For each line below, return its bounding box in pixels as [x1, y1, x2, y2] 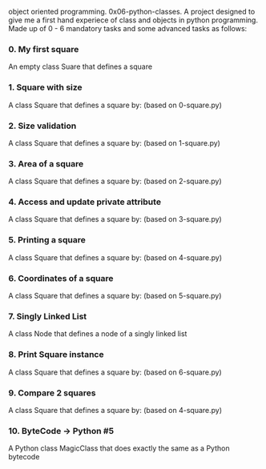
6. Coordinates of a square [8, 272, 114, 283]
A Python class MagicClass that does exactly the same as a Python [8, 443, 230, 453]
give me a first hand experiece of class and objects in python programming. [8, 15, 259, 25]
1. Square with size [8, 82, 83, 93]
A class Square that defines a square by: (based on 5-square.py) [8, 291, 222, 301]
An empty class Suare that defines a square [8, 62, 153, 71]
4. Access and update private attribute [8, 196, 162, 207]
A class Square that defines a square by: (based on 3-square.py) [8, 214, 222, 224]
